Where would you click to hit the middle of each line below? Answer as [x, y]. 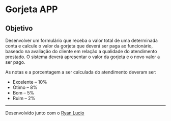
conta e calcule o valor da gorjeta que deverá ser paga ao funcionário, [79, 46]
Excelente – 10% [30, 82]
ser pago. [15, 62]
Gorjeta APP [32, 9]
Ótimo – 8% [25, 87]
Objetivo [19, 28]
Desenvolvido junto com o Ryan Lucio [45, 113]
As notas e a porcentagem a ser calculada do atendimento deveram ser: [81, 72]
